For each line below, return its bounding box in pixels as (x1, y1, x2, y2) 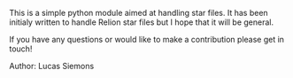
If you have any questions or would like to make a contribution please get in (9, 35, 285, 44)
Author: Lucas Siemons (9, 61, 95, 71)
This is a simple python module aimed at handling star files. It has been (9, 8, 268, 18)
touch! (9, 43, 33, 54)
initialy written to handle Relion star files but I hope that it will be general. (9, 17, 274, 27)
